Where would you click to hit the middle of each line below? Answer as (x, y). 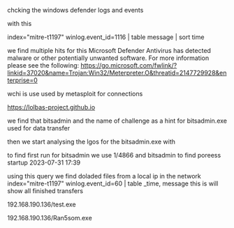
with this (20, 23)
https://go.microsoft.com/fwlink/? (129, 65)
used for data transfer (39, 128)
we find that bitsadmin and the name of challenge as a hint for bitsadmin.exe (117, 121)
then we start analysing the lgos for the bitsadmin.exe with (92, 142)
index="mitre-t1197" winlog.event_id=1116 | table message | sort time (106, 37)
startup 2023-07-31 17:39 (44, 162)
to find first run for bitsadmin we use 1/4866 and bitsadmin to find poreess (114, 155)
